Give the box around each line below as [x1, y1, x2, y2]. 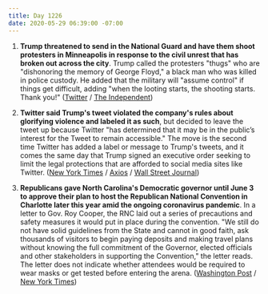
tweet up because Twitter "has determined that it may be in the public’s [19, 125, 255, 135]
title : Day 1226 [8, 11, 62, 20]
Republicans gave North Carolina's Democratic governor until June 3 [19, 183, 254, 192]
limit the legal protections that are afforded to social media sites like [19, 159, 243, 168]
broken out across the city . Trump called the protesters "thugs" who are [19, 58, 260, 68]
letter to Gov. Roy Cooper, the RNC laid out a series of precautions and [19, 208, 254, 218]
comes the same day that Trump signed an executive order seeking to [19, 150, 250, 160]
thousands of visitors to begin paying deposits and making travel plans [19, 234, 254, 244]
